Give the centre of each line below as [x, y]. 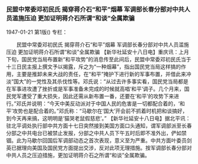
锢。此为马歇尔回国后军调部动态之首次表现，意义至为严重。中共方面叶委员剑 [99, 140]
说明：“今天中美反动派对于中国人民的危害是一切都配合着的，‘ [105, 104]
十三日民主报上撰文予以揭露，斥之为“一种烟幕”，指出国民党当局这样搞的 [94, 67]
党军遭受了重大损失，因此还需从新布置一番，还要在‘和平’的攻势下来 [93, 96]
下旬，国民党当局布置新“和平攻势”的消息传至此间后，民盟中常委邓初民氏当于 [99, 60]
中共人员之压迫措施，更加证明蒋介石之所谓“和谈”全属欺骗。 [78, 155]
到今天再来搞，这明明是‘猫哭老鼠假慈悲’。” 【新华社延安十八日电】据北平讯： [98, 119]
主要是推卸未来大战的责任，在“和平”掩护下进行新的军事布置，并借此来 [101, 74]
